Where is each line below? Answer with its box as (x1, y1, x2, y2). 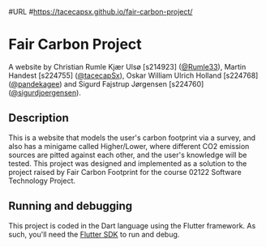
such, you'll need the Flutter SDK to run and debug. (8, 229, 180, 239)
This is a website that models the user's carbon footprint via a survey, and (8, 133, 256, 143)
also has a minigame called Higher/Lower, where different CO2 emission (8, 141, 250, 151)
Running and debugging (8, 199, 133, 213)
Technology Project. (8, 176, 75, 185)
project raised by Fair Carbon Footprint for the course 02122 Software (8, 167, 242, 177)
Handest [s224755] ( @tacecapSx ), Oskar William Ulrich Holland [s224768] (8, 70, 259, 80)
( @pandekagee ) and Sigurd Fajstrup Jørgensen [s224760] (8, 79, 204, 88)
